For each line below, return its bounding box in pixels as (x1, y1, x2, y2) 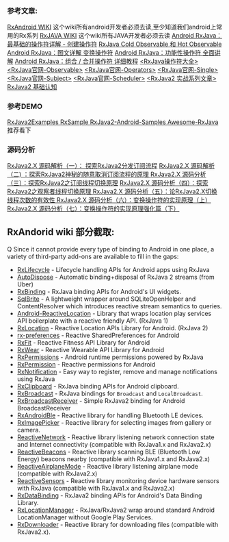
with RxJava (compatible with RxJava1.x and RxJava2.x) (16, 484, 175, 492)
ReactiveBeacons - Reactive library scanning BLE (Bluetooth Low (16, 447, 200, 456)
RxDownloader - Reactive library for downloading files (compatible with (16, 520, 219, 528)
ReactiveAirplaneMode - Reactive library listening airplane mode (16, 462, 198, 470)
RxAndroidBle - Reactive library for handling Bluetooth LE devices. (16, 411, 204, 419)
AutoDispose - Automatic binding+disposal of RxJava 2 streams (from (16, 273, 215, 281)
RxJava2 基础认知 (7, 83, 57, 91)
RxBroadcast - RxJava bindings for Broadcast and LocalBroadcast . (16, 389, 203, 397)
